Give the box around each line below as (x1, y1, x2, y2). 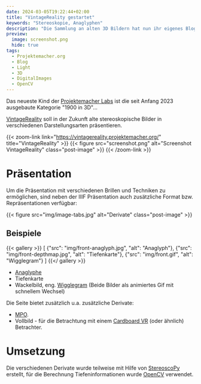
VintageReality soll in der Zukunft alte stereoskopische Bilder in (6, 115, 162, 123)
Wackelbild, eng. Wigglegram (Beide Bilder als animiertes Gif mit (14, 281, 174, 288)
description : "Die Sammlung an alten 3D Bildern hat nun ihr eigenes (6, 25, 184, 32)
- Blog (11, 59, 28, 65)
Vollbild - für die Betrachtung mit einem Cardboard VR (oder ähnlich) (14, 317, 184, 324)
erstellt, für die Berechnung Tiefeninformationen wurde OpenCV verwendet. (6, 370, 194, 377)
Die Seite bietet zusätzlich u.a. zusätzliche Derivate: (6, 299, 134, 306)
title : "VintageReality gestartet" (6, 14, 95, 20)
